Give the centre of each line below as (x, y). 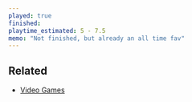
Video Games (43, 90)
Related (28, 70)
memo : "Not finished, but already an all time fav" (96, 38)
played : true (30, 16)
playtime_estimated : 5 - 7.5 (57, 31)
